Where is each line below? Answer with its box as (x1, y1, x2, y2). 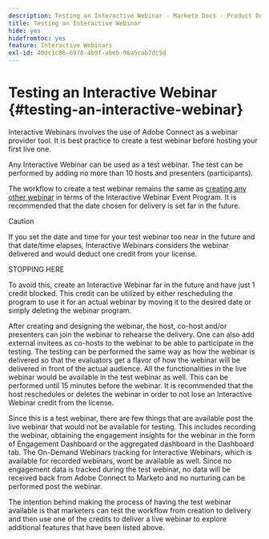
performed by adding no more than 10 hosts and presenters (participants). (8, 168, 254, 177)
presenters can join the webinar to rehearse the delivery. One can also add (8, 330, 255, 339)
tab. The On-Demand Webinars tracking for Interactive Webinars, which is (8, 447, 252, 457)
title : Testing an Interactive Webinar (8, 19, 142, 27)
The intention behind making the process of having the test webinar (8, 496, 232, 506)
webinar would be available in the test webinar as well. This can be (8, 372, 229, 382)
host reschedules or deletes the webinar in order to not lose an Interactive (8, 389, 252, 399)
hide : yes (8, 26, 42, 34)
